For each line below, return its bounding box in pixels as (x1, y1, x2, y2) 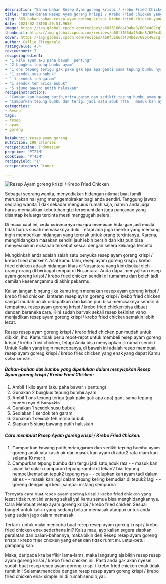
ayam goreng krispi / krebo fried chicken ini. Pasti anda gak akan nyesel (5, 557, 152, 564)
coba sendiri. (5, 355, 32, 361)
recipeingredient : (5, 53, 43, 58)
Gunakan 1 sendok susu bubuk (12, 405, 75, 411)
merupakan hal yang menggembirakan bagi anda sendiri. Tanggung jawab (5, 196, 157, 202)
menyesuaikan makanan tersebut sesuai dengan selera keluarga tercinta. (5, 242, 154, 248)
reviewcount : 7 (5, 48, 37, 53)
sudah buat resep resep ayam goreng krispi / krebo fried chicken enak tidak (5, 563, 160, 569)
